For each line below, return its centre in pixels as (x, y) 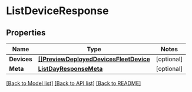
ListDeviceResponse (57, 11)
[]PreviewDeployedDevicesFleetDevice (94, 59)
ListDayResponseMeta (70, 69)
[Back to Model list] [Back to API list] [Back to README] (74, 83)
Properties (26, 33)
